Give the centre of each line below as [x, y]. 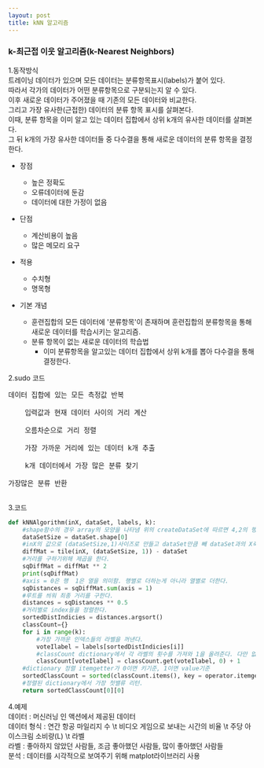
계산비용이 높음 [55, 235]
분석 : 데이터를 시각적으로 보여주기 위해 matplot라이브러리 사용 [104, 755]
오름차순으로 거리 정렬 [60, 430]
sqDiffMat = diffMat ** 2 [65, 567]
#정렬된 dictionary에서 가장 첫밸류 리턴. [83, 683]
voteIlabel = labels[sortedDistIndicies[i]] [110, 647]
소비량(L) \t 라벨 [60, 736]
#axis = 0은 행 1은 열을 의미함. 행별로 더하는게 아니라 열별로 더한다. [126, 581]
